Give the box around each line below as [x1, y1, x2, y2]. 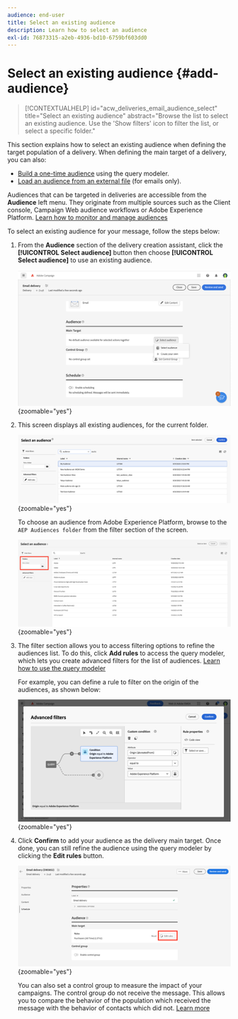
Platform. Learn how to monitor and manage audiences [7, 213, 168, 222]
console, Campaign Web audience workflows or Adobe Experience [7, 206, 203, 215]
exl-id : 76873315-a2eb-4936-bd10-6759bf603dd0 [7, 34, 147, 41]
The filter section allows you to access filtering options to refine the [17, 641, 215, 649]
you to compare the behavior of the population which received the [17, 996, 211, 1005]
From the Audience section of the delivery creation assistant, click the [17, 241, 223, 249]
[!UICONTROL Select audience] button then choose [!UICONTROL [17, 249, 214, 257]
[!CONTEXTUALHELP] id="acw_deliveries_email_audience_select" [24, 104, 218, 113]
